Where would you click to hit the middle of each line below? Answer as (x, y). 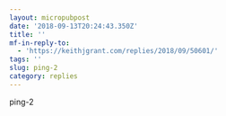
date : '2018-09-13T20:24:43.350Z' (74, 26)
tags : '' (26, 59)
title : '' (28, 34)
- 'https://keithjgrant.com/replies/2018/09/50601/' (118, 51)
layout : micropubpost (50, 18)
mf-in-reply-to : (39, 43)
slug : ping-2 (34, 68)
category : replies (43, 76)
